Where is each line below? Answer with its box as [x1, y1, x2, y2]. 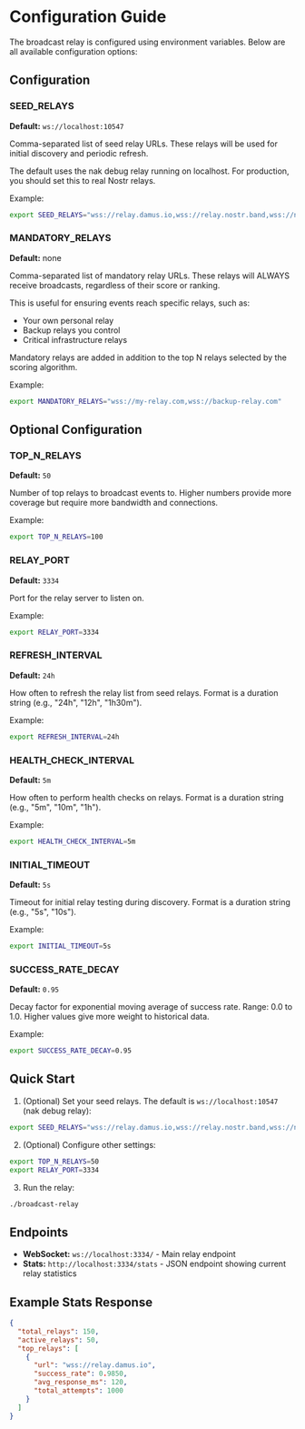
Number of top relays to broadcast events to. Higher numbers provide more [9, 488, 292, 498]
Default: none [9, 252, 62, 263]
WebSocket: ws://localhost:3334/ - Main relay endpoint [22, 1249, 236, 1260]
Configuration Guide [9, 6, 167, 27]
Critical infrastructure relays [22, 334, 128, 345]
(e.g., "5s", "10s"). [9, 907, 77, 918]
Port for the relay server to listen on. [9, 592, 145, 603]
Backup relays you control [22, 325, 121, 336]
